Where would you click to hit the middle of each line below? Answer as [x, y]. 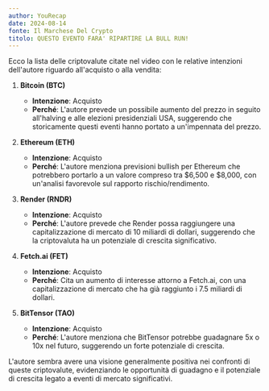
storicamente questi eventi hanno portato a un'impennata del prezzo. [147, 127]
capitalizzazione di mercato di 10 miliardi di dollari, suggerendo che [143, 232]
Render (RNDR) [46, 199]
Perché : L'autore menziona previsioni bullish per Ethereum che [136, 167]
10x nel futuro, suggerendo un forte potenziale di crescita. [128, 346]
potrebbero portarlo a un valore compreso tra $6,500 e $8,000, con [144, 175]
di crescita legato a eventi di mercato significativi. [91, 379]
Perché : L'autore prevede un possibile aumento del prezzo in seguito [146, 110]
